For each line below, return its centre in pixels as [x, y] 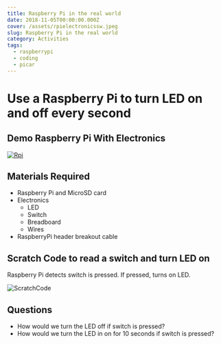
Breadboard [44, 222]
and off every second [69, 113]
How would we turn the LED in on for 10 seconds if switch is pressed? [116, 334]
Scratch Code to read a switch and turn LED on [109, 258]
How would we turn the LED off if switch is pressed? [91, 326]
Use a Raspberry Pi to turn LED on [105, 99]
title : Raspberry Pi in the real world [64, 13]
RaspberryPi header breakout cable [67, 237]
